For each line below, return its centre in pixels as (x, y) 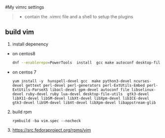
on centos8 (24, 53)
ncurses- (143, 81)
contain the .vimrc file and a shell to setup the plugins (79, 17)
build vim (20, 32)
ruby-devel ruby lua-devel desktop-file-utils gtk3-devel (87, 94)
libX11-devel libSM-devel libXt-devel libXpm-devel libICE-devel (81, 98)
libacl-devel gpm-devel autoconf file (90, 90)
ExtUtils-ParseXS (30, 90)
